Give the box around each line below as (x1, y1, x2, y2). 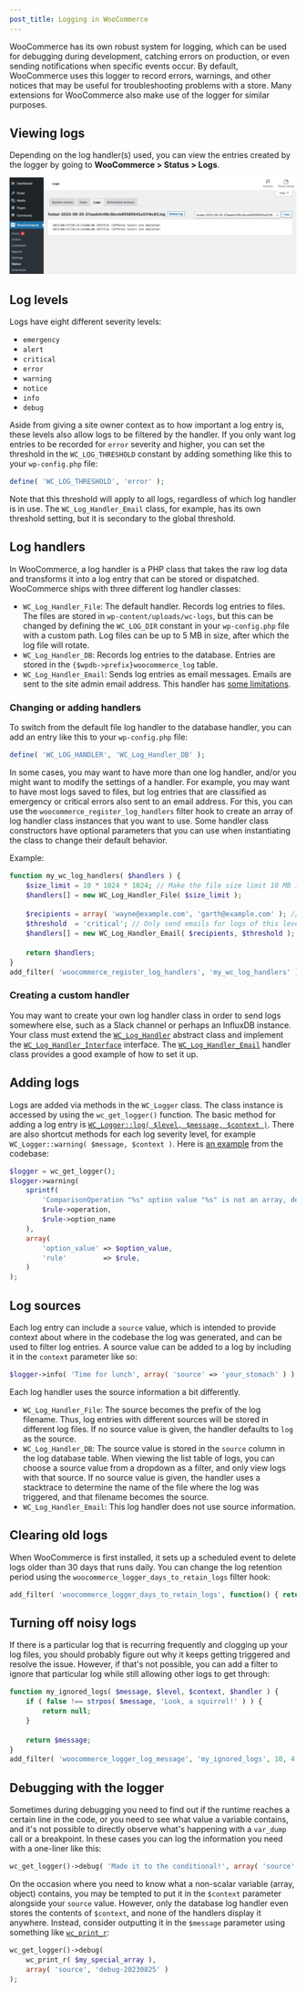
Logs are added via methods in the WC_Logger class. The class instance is (9, 1099, 284, 1110)
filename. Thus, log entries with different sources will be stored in (22, 1413, 269, 1424)
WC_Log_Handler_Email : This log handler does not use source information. (22, 1501, 296, 1512)
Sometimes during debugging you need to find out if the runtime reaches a (9, 1804, 290, 1816)
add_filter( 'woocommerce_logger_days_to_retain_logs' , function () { (9, 1589, 280, 1599)
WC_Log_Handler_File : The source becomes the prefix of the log (22, 1404, 261, 1415)
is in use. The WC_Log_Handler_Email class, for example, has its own (9, 503, 261, 514)
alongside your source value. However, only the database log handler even (9, 1898, 289, 1909)
